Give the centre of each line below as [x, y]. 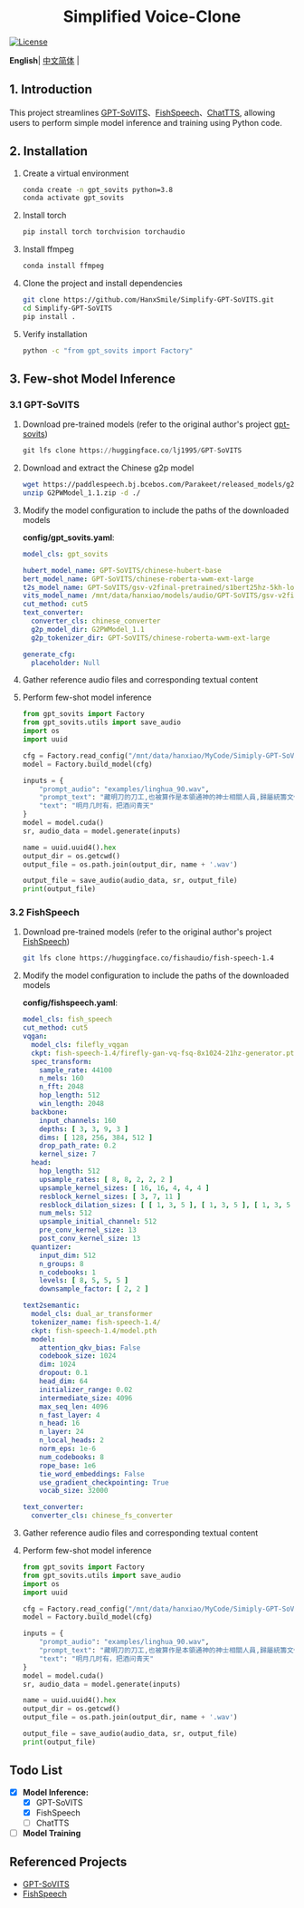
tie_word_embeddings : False [92, 1474]
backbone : [49, 1112]
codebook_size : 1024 [78, 1356]
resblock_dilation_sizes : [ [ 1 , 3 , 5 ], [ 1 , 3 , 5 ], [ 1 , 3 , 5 [165, 1205]
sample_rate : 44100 [76, 1070]
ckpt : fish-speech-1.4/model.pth [94, 1331]
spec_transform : [62, 1061]
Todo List [36, 1771]
